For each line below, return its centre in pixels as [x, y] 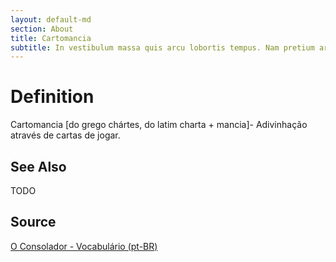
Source [33, 222]
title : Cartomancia [51, 38]
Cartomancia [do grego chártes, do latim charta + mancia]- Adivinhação [159, 125]
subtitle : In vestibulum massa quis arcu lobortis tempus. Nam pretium [162, 47]
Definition [52, 97]
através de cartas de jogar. [65, 135]
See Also [38, 166]
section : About [42, 29]
